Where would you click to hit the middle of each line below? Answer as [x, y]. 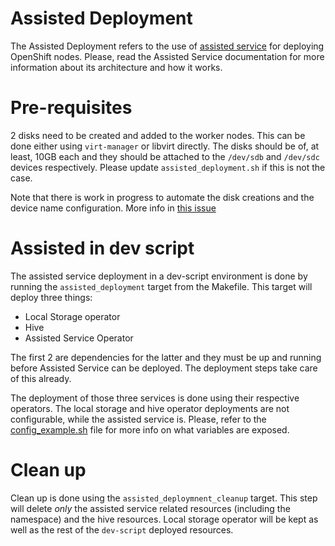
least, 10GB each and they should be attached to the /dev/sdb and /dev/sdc [165, 156]
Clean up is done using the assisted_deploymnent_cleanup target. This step [164, 498]
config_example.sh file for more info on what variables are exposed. [150, 429]
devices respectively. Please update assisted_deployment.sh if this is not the [168, 167]
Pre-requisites [71, 108]
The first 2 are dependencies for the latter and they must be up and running [166, 357]
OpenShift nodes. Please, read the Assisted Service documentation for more [167, 56]
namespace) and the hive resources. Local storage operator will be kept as [164, 519]
